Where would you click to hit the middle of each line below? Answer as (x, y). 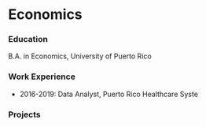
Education (28, 39)
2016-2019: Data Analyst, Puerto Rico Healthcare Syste (109, 94)
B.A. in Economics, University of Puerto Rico (80, 56)
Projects (24, 114)
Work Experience (42, 77)
